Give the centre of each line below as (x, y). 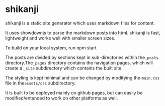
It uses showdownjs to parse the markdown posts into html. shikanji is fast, (83, 32)
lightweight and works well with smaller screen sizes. (60, 38)
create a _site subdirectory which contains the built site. (64, 68)
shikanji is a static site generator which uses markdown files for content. (80, 23)
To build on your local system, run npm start (51, 47)
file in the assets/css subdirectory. (40, 83)
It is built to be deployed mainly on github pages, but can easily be (74, 92)
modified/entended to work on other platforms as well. (62, 98)
